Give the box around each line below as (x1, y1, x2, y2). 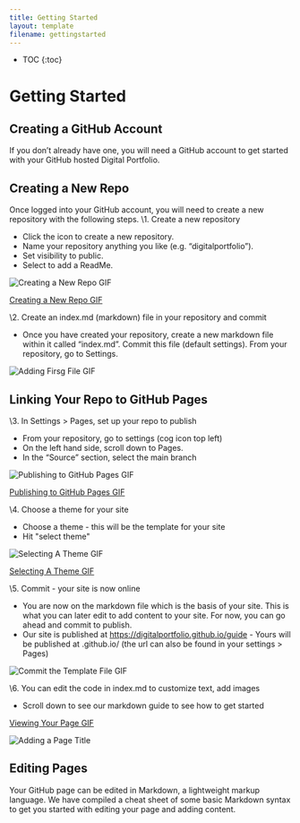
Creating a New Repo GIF (9, 295, 103, 306)
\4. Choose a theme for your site (9, 504, 129, 515)
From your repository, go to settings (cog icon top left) (21, 433, 223, 444)
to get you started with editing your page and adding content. (9, 803, 236, 814)
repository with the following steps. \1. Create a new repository (9, 214, 241, 225)
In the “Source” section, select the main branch (21, 452, 197, 463)
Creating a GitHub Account (9, 121, 163, 136)
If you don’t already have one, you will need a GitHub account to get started (9, 145, 288, 156)
